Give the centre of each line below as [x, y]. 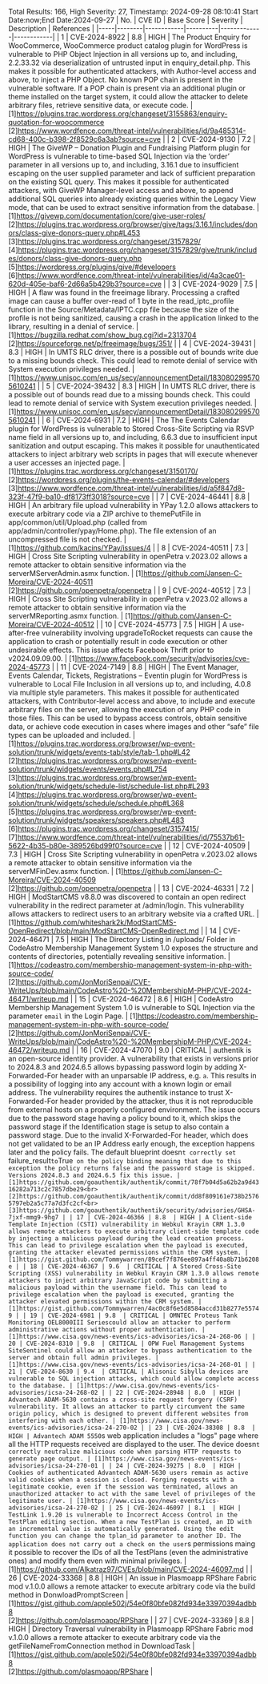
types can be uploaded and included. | [72, 735]
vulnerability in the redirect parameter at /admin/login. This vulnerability [126, 905]
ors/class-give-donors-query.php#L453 [74, 233]
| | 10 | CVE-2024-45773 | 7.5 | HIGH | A [162, 624]
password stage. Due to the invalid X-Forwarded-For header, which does [128, 1135]
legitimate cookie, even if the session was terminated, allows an [123, 1487]
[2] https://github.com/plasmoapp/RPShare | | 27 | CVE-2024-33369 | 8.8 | [131, 1620]
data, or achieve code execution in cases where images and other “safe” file [134, 727]
